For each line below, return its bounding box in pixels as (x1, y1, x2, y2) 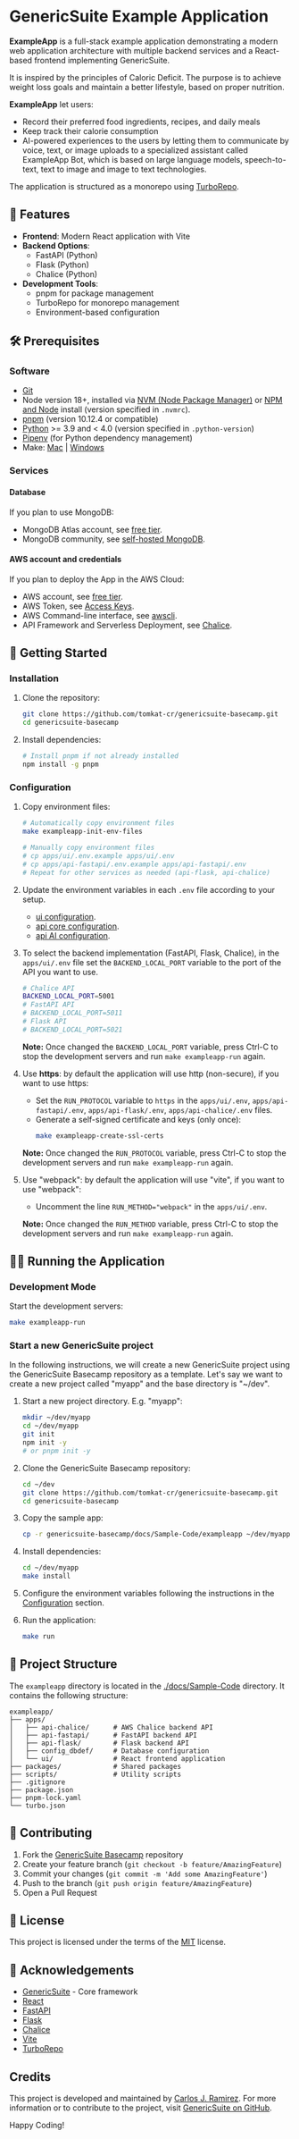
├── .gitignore (9, 1777, 66, 1787)
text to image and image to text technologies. (40, 164, 207, 174)
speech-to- (244, 154, 287, 164)
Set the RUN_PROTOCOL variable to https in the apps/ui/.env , (35, 1095, 251, 1106)
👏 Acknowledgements (9, 1962, 135, 1977)
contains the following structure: (9, 1689, 129, 1700)
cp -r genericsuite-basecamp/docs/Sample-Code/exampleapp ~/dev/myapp (21, 1530, 291, 1539)
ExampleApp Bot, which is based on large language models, (21, 154, 243, 164)
